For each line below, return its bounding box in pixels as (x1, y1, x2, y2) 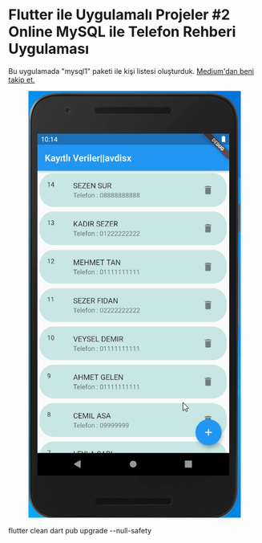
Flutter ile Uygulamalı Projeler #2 (8, 6, 231, 24)
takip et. (8, 75, 35, 84)
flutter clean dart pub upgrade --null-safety (8, 525, 152, 535)
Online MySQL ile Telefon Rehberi (8, 22, 236, 41)
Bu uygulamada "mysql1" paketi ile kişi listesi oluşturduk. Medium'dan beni (8, 66, 255, 76)
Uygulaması (8, 40, 90, 58)
